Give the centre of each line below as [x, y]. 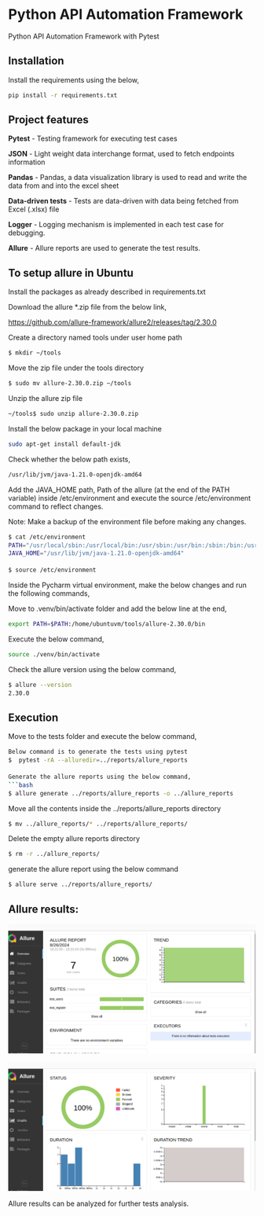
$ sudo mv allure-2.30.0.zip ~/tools [70, 384]
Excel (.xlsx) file [34, 209]
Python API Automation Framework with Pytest [84, 36]
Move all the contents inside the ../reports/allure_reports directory [115, 808]
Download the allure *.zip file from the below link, [88, 307]
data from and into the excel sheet [64, 186]
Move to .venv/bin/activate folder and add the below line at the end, [117, 608]
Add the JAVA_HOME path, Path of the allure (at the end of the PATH [119, 490]
